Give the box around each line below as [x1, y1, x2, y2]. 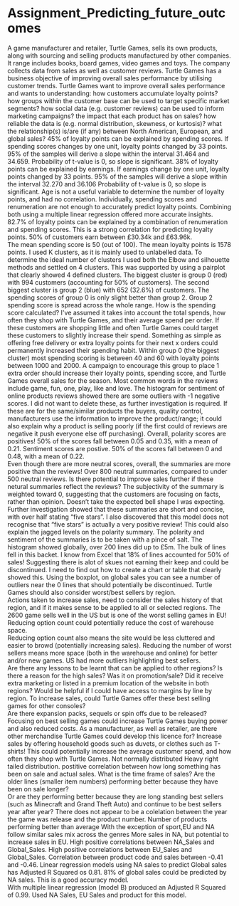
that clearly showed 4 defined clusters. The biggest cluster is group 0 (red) [7, 270, 228, 279]
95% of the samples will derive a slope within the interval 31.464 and [7, 149, 210, 158]
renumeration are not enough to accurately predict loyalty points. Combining [7, 202, 232, 211]
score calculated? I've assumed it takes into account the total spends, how [7, 308, 226, 317]
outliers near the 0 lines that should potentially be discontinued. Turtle [7, 580, 213, 589]
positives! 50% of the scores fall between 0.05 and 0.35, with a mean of [7, 436, 218, 446]
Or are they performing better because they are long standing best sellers [7, 792, 224, 801]
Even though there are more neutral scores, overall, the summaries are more [7, 459, 231, 468]
